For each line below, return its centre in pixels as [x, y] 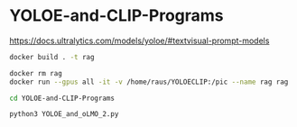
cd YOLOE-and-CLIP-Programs [62, 98]
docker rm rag [36, 73]
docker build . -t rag [52, 57]
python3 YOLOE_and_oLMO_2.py [64, 114]
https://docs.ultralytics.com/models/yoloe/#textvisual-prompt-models [139, 41]
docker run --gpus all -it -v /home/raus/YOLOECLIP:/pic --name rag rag [149, 82]
